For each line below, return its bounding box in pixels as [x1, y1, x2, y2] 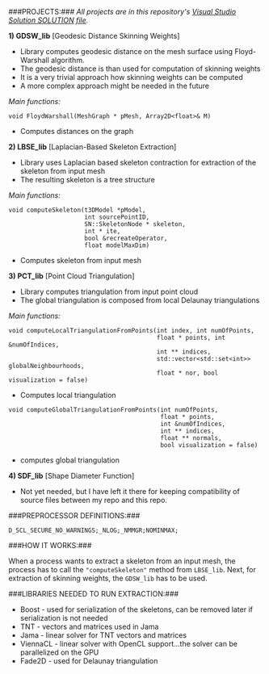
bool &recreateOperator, [84, 234, 168, 242]
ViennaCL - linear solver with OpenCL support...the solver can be [19, 639, 238, 648]
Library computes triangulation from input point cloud [19, 287, 199, 296]
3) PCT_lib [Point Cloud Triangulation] [8, 271, 135, 281]
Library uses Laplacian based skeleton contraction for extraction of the [19, 157, 257, 167]
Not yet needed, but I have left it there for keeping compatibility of [19, 487, 240, 496]
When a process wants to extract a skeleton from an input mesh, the [8, 556, 236, 566]
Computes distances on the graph [19, 127, 134, 136]
